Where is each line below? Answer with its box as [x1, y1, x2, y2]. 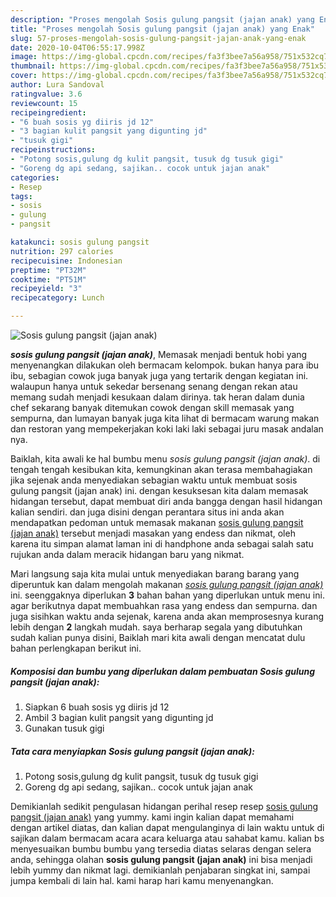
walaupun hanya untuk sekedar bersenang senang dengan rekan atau [10, 381, 298, 392]
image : [10, 52, 38, 62]
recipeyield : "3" [10, 284, 83, 294]
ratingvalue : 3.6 [10, 89, 83, 99]
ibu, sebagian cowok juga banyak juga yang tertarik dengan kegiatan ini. [10, 370, 309, 381]
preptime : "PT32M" [10, 265, 87, 275]
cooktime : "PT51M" [10, 274, 87, 285]
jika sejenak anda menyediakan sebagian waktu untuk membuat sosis [10, 474, 298, 486]
